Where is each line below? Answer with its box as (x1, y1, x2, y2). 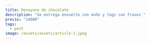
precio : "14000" (5, 17, 39, 22)
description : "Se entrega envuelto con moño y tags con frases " (5, 12, 145, 17)
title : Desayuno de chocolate (5, 7, 69, 13)
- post (10, 26, 24, 31)
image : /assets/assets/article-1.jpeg (5, 31, 87, 36)
